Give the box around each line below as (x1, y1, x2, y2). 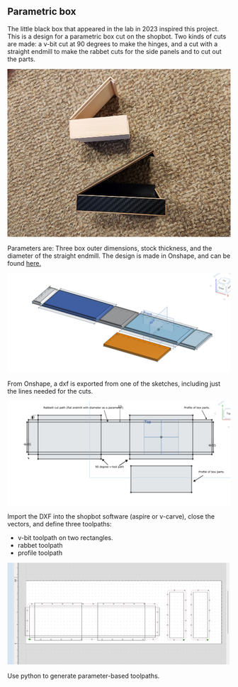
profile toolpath (17, 548, 62, 557)
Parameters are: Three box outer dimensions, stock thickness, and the (7, 244, 212, 252)
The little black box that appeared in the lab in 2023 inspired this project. (7, 24, 220, 33)
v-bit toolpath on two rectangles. (17, 533, 113, 542)
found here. (7, 259, 41, 267)
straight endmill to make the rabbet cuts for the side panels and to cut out (7, 47, 222, 55)
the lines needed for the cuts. (7, 387, 93, 396)
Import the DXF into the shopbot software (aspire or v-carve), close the (7, 512, 215, 521)
